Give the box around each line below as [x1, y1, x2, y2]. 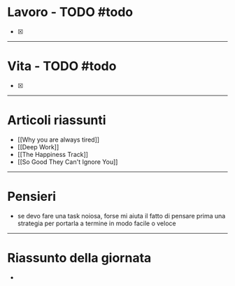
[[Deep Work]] [17, 142, 59, 151]
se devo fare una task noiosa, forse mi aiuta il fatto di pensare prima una [17, 211, 226, 220]
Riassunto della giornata [7, 250, 152, 266]
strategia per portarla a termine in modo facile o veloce [17, 219, 176, 227]
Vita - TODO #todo [7, 59, 117, 74]
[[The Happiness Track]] [17, 150, 89, 158]
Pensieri [7, 189, 57, 204]
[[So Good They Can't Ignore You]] [17, 158, 118, 166]
